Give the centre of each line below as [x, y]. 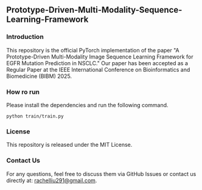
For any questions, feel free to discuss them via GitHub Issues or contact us [101, 174]
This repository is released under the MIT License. [69, 145]
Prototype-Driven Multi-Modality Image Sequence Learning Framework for [100, 57]
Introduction [25, 37]
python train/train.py [35, 116]
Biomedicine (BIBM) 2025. [39, 76]
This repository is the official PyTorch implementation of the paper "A [93, 50]
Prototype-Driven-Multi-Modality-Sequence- [94, 10]
